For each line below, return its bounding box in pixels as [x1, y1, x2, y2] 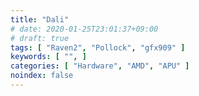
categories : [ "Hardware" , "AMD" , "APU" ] [10, 61, 190, 71]
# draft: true [10, 33, 70, 43]
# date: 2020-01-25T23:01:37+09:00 [10, 24, 159, 34]
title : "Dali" [10, 14, 70, 25]
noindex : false [10, 71, 74, 81]
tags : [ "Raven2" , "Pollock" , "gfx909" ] [10, 42, 186, 53]
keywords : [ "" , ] [10, 52, 87, 62]
